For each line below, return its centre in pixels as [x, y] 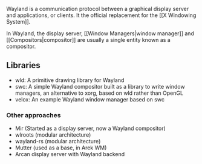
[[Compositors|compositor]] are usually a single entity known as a [88, 40]
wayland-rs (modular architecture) [58, 142]
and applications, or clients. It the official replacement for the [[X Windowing [101, 15]
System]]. [18, 22]
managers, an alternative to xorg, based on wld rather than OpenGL [99, 93]
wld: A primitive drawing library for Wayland [70, 80]
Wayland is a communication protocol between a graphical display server [98, 9]
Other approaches [34, 115]
